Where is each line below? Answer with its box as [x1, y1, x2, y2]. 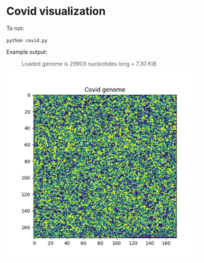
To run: [6, 24, 24, 32]
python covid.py [6, 37, 48, 43]
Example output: [6, 48, 48, 56]
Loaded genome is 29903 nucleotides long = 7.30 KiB [21, 60, 157, 67]
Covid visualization [6, 4, 106, 18]
